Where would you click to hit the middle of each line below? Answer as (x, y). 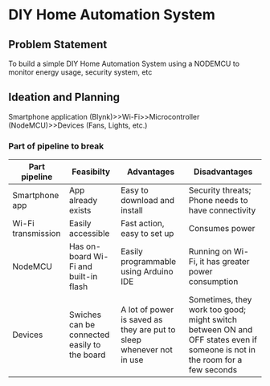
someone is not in (222, 350)
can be (82, 325)
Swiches (85, 315)
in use (132, 360)
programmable (148, 262)
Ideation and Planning (64, 98)
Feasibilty (91, 172)
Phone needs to (218, 201)
